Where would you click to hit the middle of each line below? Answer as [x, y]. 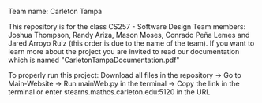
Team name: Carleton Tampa [55, 11]
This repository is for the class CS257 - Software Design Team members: [127, 26]
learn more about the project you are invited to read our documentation [124, 51]
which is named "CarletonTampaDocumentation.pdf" [94, 60]
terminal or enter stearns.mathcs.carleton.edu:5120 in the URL [109, 92]
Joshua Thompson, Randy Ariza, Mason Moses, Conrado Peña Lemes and [129, 35]
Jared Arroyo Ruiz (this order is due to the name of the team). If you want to [131, 43]
